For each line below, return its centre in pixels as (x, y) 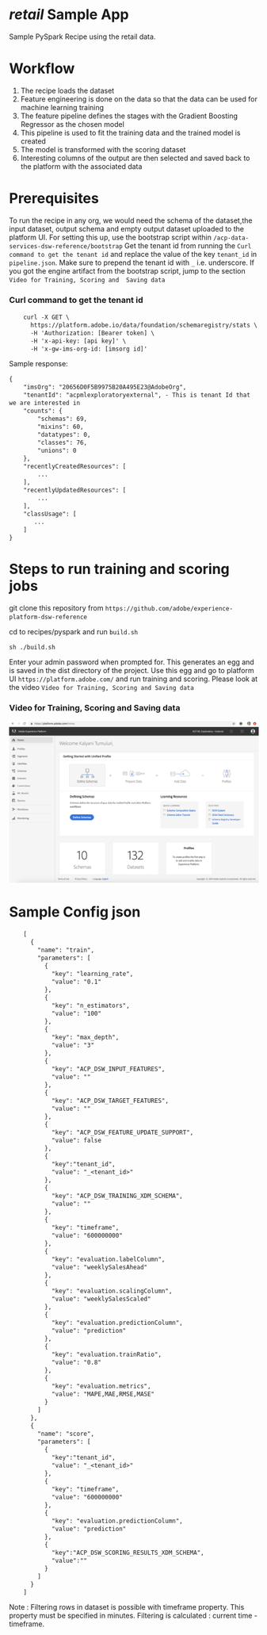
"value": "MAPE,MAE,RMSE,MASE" (103, 1394)
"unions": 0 (57, 451)
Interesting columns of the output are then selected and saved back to (135, 158)
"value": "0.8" (76, 1362)
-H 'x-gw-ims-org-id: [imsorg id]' (89, 349)
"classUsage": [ (50, 514)
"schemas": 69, (63, 419)
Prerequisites (54, 199)
